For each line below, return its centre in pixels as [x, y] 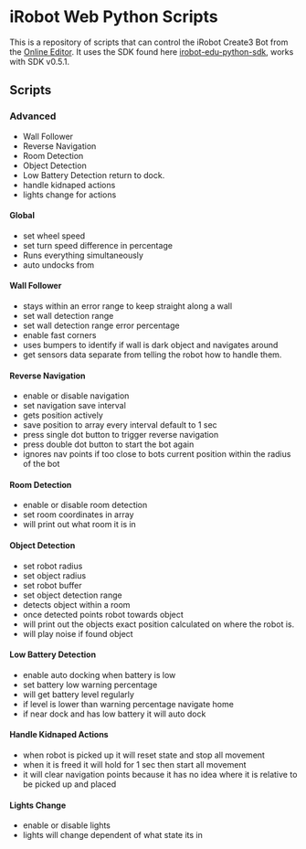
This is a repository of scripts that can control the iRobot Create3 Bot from [149, 42]
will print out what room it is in [79, 525]
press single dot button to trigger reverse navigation [121, 435]
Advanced [33, 116]
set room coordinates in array [78, 515]
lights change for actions [69, 195]
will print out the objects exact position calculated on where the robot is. [158, 624]
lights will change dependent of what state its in [113, 835]
